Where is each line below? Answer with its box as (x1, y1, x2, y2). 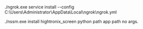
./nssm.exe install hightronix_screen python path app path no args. (4, 19, 139, 24)
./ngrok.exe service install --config (4, 4, 74, 10)
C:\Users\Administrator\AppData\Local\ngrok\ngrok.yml (4, 9, 117, 15)
